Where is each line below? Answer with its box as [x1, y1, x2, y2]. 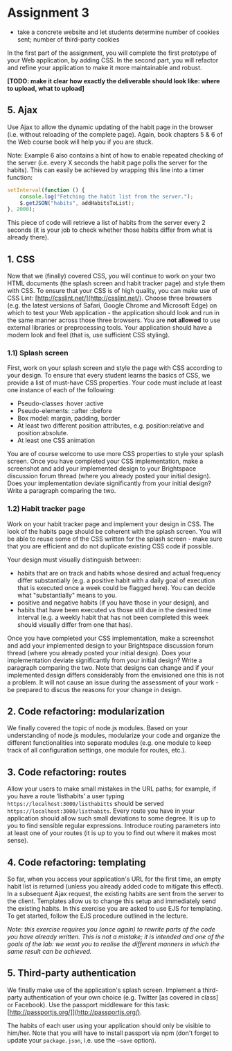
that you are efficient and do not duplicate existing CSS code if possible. [7, 541, 213, 550]
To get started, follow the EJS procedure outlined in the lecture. [7, 911, 188, 920]
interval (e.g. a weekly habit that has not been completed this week [17, 613, 209, 621]
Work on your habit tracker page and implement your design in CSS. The [7, 519, 215, 528]
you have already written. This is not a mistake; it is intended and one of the [7, 932, 225, 941]
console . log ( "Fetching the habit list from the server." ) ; [19, 193, 194, 200]
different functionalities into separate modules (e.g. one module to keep [7, 739, 212, 747]
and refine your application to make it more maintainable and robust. [7, 63, 202, 72]
